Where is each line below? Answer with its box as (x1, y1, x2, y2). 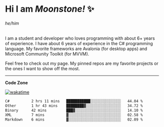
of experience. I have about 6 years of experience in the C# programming (5, 41, 153, 47)
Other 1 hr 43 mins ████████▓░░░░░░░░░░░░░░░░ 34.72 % (5, 103, 143, 108)
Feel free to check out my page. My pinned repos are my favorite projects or (5, 60, 159, 67)
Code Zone (5, 80, 28, 86)
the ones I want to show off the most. (5, 66, 80, 72)
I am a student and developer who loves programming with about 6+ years (5, 35, 155, 41)
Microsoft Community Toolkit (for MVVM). (5, 51, 89, 57)
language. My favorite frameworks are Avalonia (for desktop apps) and (5, 46, 147, 52)
